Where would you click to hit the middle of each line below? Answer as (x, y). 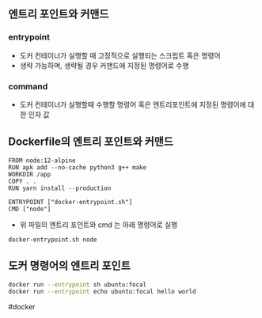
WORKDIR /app (30, 174)
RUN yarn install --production (60, 188)
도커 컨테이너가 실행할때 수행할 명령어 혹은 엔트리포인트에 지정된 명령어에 (133, 104)
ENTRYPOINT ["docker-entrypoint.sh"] (70, 202)
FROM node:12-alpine (42, 161)
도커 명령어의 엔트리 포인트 (69, 266)
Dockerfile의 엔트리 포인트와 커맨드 (91, 142)
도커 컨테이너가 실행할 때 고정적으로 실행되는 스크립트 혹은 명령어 (120, 55)
